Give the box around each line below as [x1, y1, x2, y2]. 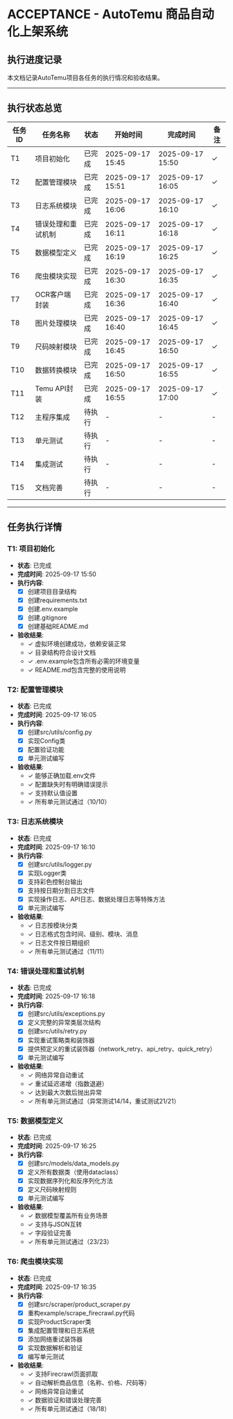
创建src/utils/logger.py [27, 860, 92, 868]
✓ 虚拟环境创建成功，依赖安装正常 [27, 639, 126, 648]
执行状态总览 [7, 102, 62, 114]
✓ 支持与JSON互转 [27, 1220, 83, 1229]
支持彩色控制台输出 [27, 877, 83, 886]
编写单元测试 [27, 1352, 64, 1361]
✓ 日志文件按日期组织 [27, 939, 90, 947]
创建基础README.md [27, 622, 89, 630]
